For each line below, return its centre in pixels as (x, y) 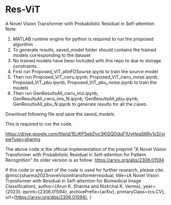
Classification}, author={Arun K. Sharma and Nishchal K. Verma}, (74, 186)
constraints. (25, 66)
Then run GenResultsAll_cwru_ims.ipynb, (55, 93)
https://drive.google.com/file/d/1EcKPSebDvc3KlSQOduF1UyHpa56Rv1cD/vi (85, 133)
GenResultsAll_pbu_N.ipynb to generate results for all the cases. (80, 104)
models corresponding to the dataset (52, 55)
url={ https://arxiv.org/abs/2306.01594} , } (48, 197)
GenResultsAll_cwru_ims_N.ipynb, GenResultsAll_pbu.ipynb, (76, 99)
